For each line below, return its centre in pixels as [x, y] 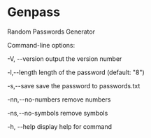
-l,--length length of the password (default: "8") [76, 72]
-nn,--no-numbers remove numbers [59, 99]
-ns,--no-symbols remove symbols [58, 113]
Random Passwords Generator [51, 32]
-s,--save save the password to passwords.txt [74, 85]
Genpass [34, 12]
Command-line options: [41, 45]
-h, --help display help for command [60, 126]
